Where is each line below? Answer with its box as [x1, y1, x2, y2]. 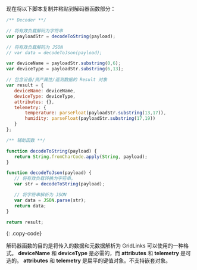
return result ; [6, 219, 44, 225]
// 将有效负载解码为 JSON [6, 44, 64, 50]
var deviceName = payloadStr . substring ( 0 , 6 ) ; [6, 60, 121, 67]
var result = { [6, 82, 44, 88]
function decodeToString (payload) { [6, 148, 97, 154]
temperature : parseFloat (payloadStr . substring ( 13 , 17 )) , [24, 110, 167, 116]
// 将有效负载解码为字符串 [6, 27, 64, 34]
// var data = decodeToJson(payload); [6, 49, 102, 55]
